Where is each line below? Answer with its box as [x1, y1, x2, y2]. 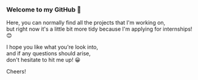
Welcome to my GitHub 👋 [6, 5, 81, 14]
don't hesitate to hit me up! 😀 [6, 57, 81, 64]
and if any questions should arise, [6, 50, 91, 57]
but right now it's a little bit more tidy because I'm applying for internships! [6, 25, 193, 32]
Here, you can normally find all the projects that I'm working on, [6, 19, 166, 26]
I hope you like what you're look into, [6, 43, 98, 51]
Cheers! [6, 68, 26, 75]
